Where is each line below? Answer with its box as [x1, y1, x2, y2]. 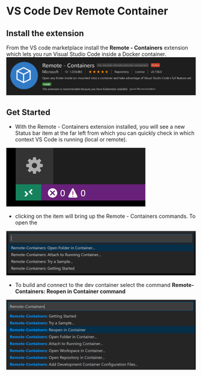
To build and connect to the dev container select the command [14, 282, 171, 289]
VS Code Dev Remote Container [6, 4, 168, 18]
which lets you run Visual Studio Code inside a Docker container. [6, 51, 167, 58]
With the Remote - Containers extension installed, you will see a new [14, 123, 185, 131]
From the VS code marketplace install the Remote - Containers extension [6, 44, 188, 51]
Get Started [6, 107, 50, 117]
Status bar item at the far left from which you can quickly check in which [14, 129, 195, 137]
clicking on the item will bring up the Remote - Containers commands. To [14, 212, 196, 220]
